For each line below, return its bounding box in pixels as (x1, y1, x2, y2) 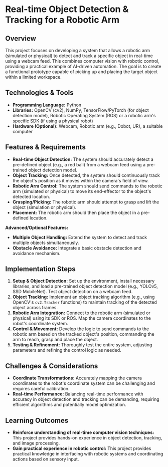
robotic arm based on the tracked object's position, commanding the (12, 331, 154, 337)
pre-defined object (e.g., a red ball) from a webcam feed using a (12, 161, 146, 167)
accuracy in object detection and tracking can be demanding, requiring (12, 396, 159, 402)
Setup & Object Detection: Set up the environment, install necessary (12, 278, 155, 284)
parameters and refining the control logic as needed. (12, 347, 121, 353)
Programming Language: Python (12, 102, 82, 108)
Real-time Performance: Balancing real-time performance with (12, 391, 144, 397)
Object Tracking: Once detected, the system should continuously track (12, 172, 160, 178)
